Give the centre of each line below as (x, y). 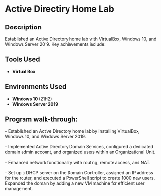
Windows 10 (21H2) (32, 99)
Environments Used (36, 87)
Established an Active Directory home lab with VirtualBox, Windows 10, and (81, 39)
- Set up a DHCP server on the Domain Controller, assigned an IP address (79, 173)
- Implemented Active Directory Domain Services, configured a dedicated (79, 147)
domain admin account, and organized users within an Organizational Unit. (80, 152)
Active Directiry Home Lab (59, 9)
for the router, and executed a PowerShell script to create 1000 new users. (80, 178)
